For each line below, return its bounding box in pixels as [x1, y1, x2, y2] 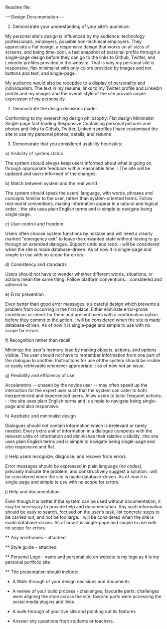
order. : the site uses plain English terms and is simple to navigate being [5, 206, 153, 211]
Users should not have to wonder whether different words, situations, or [5, 271, 153, 277]
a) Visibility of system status [5, 151, 63, 156]
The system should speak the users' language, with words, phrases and [5, 190, 153, 196]
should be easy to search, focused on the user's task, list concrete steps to [5, 509, 160, 515]
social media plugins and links [12, 599, 74, 605]
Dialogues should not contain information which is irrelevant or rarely [5, 422, 147, 428]
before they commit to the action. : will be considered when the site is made [5, 317, 161, 323]
